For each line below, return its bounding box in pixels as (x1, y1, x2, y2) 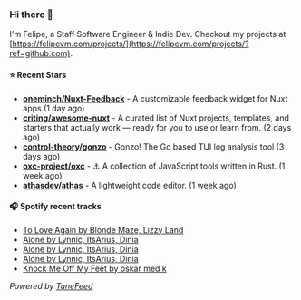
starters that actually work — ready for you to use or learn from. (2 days (22, 121, 292, 132)
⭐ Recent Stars (9, 69, 67, 80)
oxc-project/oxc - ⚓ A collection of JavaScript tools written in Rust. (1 (22, 160, 286, 171)
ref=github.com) (9, 48, 71, 59)
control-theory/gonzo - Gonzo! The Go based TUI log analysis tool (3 (22, 140, 285, 152)
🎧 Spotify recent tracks (9, 201, 102, 212)
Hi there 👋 (9, 8, 54, 21)
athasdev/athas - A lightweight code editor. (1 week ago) (22, 179, 238, 190)
